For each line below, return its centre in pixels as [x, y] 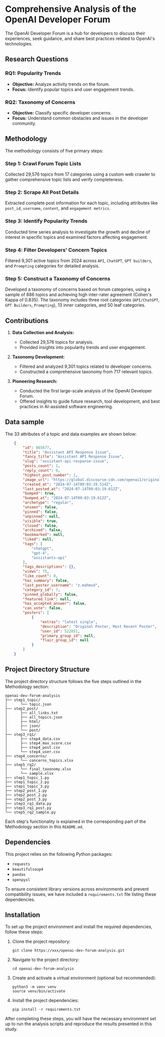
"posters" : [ [36, 613]
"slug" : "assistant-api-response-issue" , [66, 461]
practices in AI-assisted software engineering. [66, 407]
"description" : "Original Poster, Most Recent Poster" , [98, 626]
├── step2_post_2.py [26, 795]
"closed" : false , [40, 526]
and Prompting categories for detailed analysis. [52, 266]
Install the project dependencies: [45, 1000]
